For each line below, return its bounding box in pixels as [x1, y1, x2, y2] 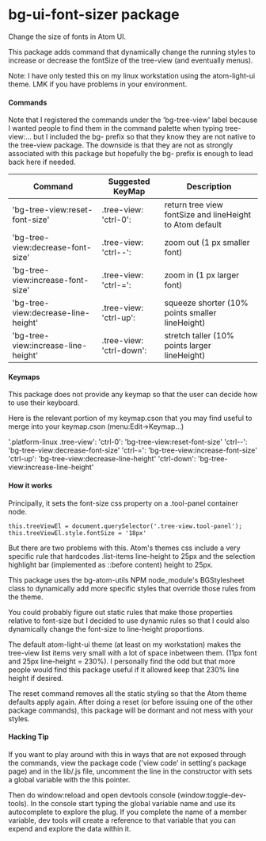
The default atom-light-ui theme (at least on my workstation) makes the [8, 640, 241, 649]
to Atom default [164, 220, 222, 231]
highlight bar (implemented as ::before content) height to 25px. [8, 560, 214, 569]
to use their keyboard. [8, 398, 80, 407]
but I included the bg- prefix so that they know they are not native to [32, 132, 256, 142]
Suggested [108, 176, 150, 187]
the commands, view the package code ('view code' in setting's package [8, 758, 247, 767]
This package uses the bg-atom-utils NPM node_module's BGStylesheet [8, 575, 245, 584]
